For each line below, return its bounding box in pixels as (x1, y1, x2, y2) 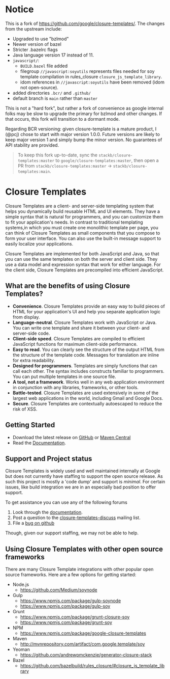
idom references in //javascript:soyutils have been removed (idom (20, 79, 165, 85)
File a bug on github (12, 520, 55, 526)
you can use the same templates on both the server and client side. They (5, 256, 158, 262)
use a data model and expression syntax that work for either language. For (5, 261, 161, 267)
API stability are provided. (5, 142, 59, 148)
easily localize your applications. (5, 240, 74, 247)
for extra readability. (12, 357, 55, 363)
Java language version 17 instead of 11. (12, 52, 94, 58)
